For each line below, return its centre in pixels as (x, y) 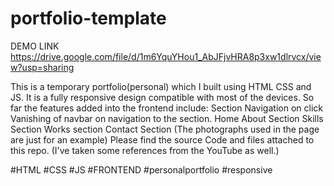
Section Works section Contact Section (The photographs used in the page (165, 129)
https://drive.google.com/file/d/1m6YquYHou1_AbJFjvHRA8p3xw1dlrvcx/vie (166, 56)
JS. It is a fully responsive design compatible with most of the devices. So (162, 97)
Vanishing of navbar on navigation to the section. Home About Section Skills (167, 118)
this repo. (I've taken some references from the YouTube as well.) (145, 150)
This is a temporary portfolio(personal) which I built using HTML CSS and (161, 86)
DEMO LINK (35, 46)
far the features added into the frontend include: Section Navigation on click (166, 108)
